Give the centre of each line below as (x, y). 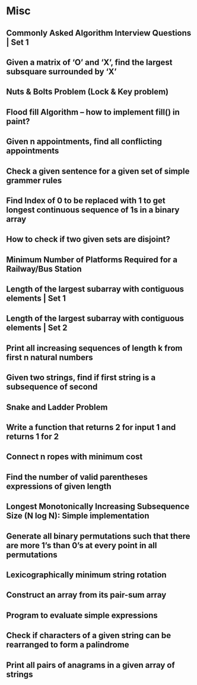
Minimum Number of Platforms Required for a (92, 260)
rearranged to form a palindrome (68, 645)
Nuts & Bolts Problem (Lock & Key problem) (88, 92)
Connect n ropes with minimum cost (74, 457)
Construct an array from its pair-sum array (86, 595)
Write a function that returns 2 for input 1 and (91, 427)
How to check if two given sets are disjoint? (88, 239)
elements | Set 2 (37, 328)
